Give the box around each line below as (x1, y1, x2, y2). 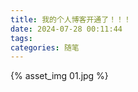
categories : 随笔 (10, 42, 80, 53)
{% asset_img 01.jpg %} (10, 70, 109, 82)
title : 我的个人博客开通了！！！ (10, 14, 132, 25)
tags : (10, 33, 33, 43)
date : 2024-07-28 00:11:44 (10, 24, 123, 34)
